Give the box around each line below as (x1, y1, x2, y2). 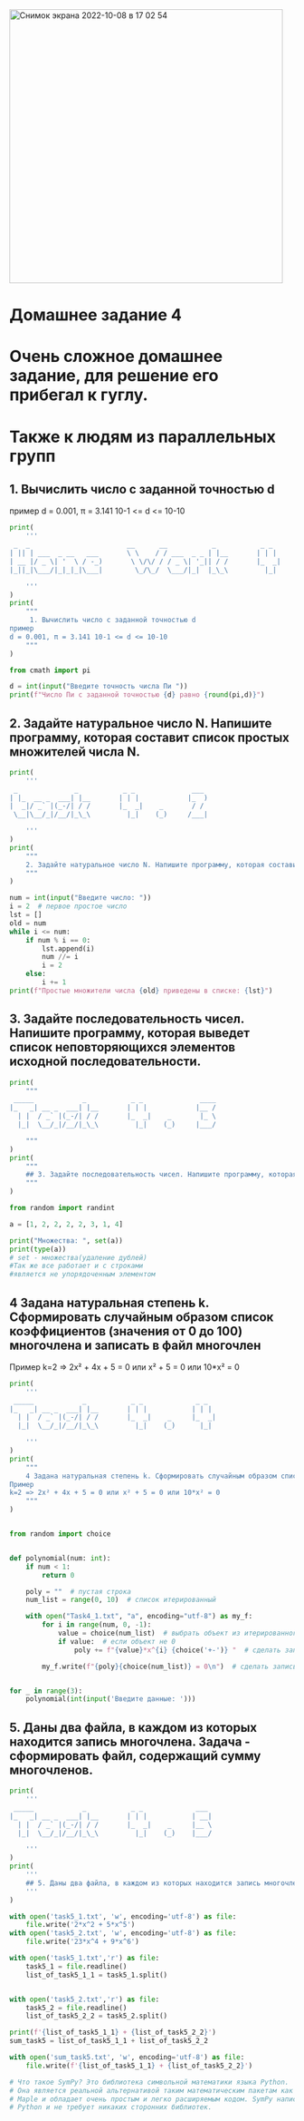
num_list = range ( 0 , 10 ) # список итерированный (25, 1596, 217, 1605)
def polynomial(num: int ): (9, 1553, 111, 1563)
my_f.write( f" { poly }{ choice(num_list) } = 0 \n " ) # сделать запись (42, 1662, 298, 1671)
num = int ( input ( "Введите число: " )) (9, 894, 152, 903)
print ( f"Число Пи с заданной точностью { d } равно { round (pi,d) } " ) (9, 690, 265, 699)
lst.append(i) (42, 943, 95, 953)
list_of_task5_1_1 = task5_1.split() (25, 1970, 168, 1979)
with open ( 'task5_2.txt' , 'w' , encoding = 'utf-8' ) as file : (9, 1929, 237, 1938)
